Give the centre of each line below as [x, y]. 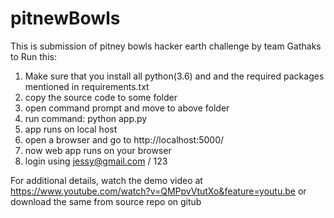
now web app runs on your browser [98, 150]
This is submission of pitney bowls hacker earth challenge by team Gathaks [166, 46]
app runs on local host [71, 129]
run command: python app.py [86, 118]
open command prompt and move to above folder [127, 108]
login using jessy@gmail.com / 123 [96, 161]
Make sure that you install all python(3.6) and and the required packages [174, 76]
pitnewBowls [65, 18]
